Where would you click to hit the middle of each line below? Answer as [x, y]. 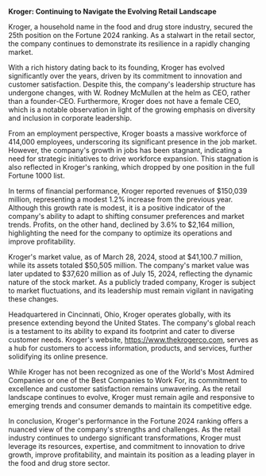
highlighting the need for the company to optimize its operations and [120, 233]
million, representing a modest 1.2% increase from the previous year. [121, 199]
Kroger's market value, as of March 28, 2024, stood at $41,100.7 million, [126, 257]
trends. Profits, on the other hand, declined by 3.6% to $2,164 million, [121, 225]
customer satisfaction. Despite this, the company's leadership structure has [132, 84]
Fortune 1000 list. [37, 175]
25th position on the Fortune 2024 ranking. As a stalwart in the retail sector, [132, 35]
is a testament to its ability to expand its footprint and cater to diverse [122, 331]
